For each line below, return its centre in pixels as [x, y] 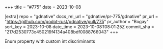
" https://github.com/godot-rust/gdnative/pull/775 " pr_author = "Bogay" [77, 22]
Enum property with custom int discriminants [50, 41]
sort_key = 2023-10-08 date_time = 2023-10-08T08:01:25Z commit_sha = [80, 27]
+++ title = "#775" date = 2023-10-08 [43, 7]
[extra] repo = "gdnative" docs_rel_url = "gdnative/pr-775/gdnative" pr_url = [81, 16]
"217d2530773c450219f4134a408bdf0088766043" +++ [62, 32]
